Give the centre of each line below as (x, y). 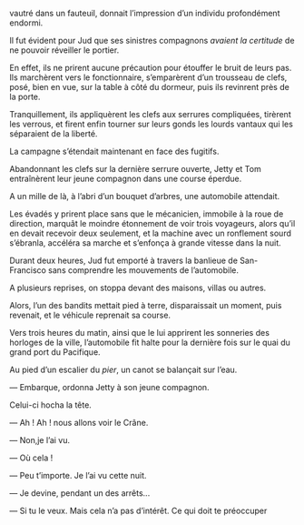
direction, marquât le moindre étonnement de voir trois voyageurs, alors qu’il (152, 223)
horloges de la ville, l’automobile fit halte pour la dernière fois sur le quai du (150, 342)
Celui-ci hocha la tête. (51, 405)
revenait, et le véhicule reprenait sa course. (90, 315)
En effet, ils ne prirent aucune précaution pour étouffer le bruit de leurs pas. (151, 68)
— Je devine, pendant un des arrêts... (80, 493)
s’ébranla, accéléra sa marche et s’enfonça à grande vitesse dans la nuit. (145, 243)
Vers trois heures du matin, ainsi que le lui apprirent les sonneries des (140, 333)
